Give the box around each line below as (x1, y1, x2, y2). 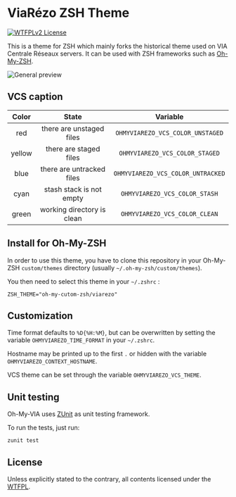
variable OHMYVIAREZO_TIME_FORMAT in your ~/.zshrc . (7, 336, 155, 344)
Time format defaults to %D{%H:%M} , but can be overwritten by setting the (7, 329, 216, 337)
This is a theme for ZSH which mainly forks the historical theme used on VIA (7, 42, 228, 50)
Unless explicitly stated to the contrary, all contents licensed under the (7, 475, 211, 483)
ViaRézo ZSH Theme (7, 5, 130, 21)
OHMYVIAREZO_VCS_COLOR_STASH (120, 189, 218, 198)
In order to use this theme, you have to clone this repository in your (7, 256, 202, 265)
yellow (11, 148, 33, 158)
